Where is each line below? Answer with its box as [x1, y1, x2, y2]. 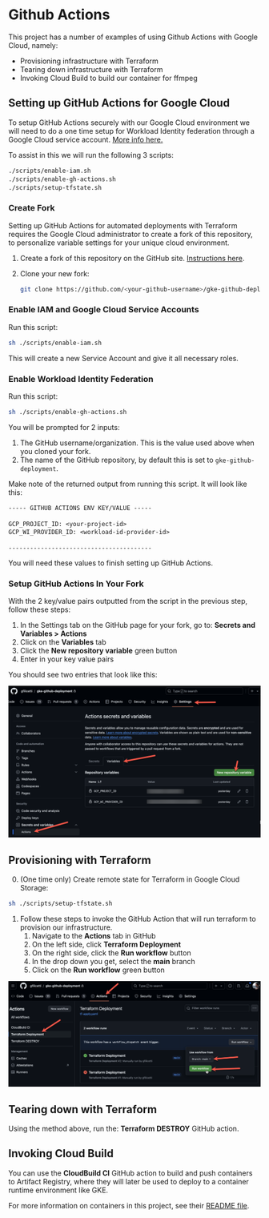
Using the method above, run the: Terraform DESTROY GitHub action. [8, 1124, 239, 1134]
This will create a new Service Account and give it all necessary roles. [8, 353, 239, 363]
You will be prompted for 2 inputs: [8, 422, 120, 432]
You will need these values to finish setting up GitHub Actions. [8, 558, 214, 568]
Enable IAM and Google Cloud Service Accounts [8, 304, 199, 316]
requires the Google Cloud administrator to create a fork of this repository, [8, 229, 254, 239]
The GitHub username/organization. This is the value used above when [19, 438, 255, 448]
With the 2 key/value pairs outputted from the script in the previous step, [8, 597, 248, 606]
